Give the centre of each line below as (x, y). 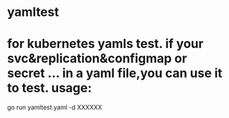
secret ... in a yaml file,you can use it (115, 73)
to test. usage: (50, 88)
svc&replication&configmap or (97, 59)
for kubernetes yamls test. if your (105, 44)
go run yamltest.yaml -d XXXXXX (55, 108)
